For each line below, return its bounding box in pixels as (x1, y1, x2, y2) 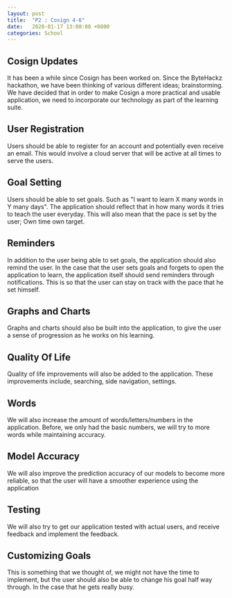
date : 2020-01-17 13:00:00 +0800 (7, 23, 110, 30)
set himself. (7, 285, 40, 294)
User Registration (7, 123, 84, 135)
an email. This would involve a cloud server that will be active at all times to (7, 149, 222, 157)
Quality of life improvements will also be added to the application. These (7, 369, 213, 379)
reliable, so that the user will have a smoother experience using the (7, 476, 199, 485)
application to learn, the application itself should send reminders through (7, 270, 215, 279)
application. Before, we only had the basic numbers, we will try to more (7, 423, 210, 431)
